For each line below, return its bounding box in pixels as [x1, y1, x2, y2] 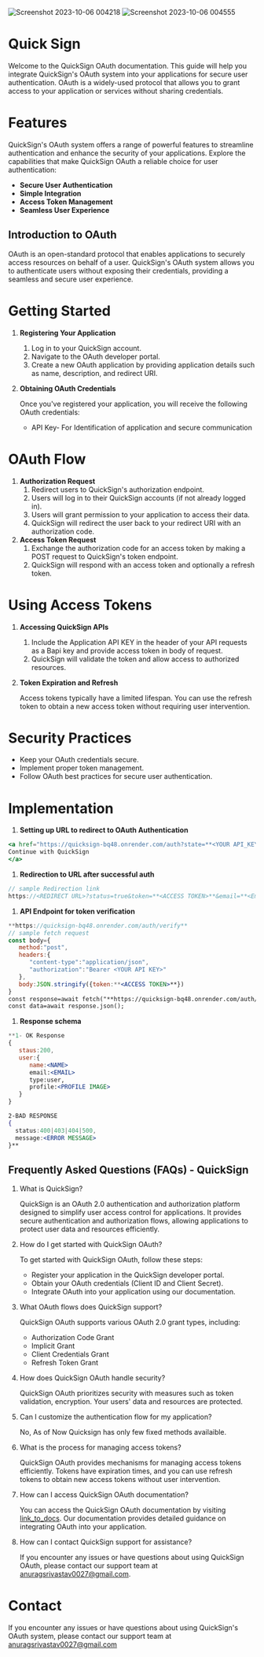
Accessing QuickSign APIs [19, 622, 108, 631]
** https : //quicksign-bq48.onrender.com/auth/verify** [8, 922, 189, 929]
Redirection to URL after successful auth [19, 869, 155, 879]
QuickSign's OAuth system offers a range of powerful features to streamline [8, 140, 254, 149]
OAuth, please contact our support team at [19, 1561, 159, 1570]
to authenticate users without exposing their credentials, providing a [8, 266, 229, 275]
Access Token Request [19, 534, 97, 544]
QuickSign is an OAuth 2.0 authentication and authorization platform [19, 1199, 240, 1209]
